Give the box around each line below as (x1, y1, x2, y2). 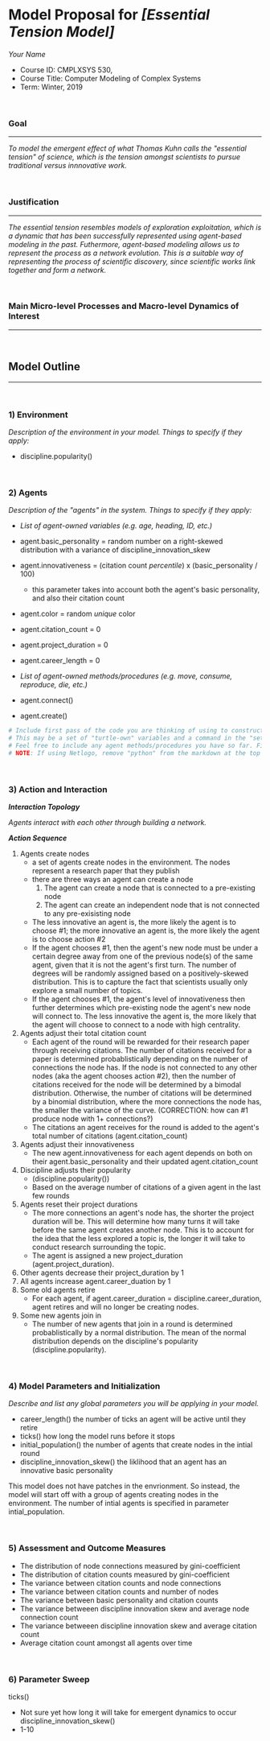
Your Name (8, 49, 46, 59)
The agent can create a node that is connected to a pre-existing (43, 883, 256, 893)
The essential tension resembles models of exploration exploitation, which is (8, 222, 262, 232)
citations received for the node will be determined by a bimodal (31, 1080, 242, 1090)
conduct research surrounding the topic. (31, 1242, 166, 1252)
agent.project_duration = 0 (19, 640, 108, 650)
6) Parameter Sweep (8, 1673, 90, 1685)
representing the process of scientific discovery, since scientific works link (8, 256, 256, 266)
